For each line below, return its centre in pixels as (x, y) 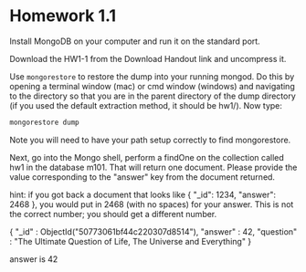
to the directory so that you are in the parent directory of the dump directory (153, 96)
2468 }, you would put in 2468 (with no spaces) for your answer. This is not (152, 204)
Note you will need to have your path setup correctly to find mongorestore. (150, 140)
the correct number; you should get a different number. (113, 214)
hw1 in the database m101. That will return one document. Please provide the (153, 167)
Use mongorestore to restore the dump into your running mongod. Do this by (152, 76)
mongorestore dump (44, 122)
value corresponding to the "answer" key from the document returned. (142, 177)
